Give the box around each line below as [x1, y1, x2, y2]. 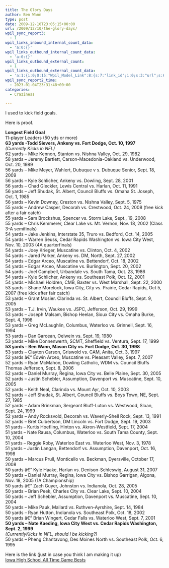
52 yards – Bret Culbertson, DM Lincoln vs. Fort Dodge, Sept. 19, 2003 [5, 419, 151, 425]
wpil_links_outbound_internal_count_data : [5, 49, 96, 54]
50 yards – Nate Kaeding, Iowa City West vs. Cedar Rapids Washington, [5, 520, 157, 527]
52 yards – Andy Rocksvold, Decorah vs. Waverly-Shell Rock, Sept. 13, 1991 [5, 413, 161, 419]
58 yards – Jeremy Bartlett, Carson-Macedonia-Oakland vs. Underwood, [5, 156, 156, 162]
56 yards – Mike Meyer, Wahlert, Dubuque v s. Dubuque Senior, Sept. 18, [5, 167, 155, 173]
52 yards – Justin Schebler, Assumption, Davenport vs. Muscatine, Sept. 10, [5, 376, 162, 382]
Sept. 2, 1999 [5, 526, 34, 532]
